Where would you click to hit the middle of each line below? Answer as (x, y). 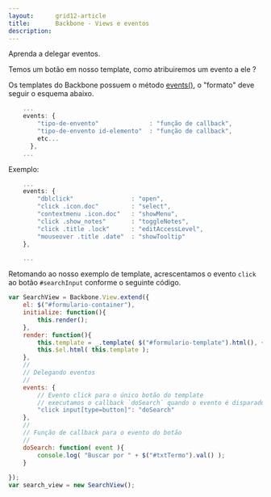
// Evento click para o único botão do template (121, 395)
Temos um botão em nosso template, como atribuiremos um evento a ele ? (132, 69)
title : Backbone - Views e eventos (79, 23)
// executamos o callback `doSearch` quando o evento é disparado (151, 402)
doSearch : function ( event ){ (74, 448)
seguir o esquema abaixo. (51, 94)
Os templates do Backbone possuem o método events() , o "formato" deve (131, 85)
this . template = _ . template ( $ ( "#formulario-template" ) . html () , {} (153, 343)
